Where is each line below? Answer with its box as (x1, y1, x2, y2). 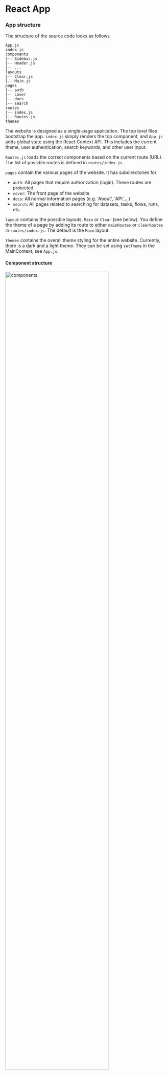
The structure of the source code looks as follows (5, 33, 110, 39)
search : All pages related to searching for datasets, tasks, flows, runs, (12, 201, 159, 207)
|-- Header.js (5, 61, 36, 66)
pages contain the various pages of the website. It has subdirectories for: (5, 169, 158, 175)
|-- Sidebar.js (5, 56, 38, 61)
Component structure (5, 260, 53, 266)
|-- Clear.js (5, 74, 33, 79)
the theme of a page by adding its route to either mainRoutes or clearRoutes (5, 222, 163, 228)
